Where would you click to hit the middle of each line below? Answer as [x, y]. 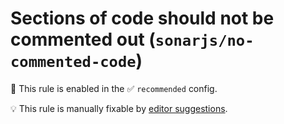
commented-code [73, 62]
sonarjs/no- [204, 41]
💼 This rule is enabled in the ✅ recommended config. [114, 88]
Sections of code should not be [142, 18]
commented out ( [83, 39]
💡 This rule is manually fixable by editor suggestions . [119, 108]
